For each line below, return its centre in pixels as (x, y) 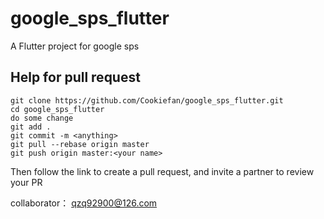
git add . (31, 127)
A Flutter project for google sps (75, 46)
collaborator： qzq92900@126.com (84, 203)
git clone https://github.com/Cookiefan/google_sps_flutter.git (147, 100)
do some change (42, 118)
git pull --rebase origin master (80, 144)
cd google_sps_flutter (57, 109)
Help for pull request (75, 77)
